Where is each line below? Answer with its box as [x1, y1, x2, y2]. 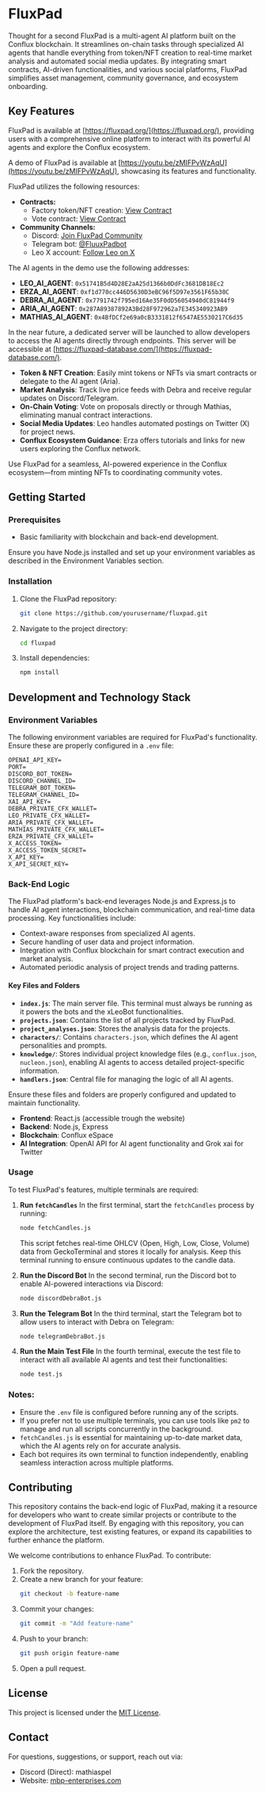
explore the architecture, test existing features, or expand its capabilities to [8, 1527, 252, 1537]
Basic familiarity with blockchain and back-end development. [19, 532, 219, 542]
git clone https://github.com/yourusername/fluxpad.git [19, 609, 208, 617]
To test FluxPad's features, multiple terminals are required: [8, 1185, 199, 1194]
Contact [8, 1730, 49, 1745]
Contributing [8, 1481, 73, 1495]
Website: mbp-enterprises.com [19, 1776, 122, 1785]
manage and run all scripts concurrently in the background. [19, 1424, 214, 1434]
